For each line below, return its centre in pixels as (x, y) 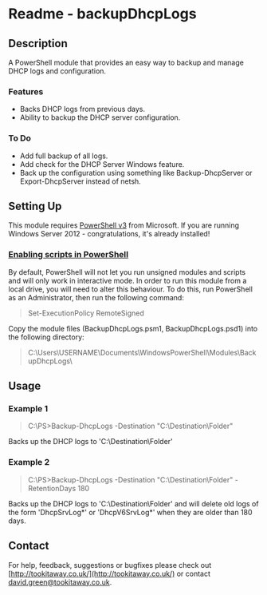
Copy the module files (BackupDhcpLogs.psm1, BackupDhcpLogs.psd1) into (133, 328)
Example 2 (29, 462)
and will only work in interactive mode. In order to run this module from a (128, 280)
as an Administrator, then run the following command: (96, 297)
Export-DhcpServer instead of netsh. (80, 181)
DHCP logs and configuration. (57, 71)
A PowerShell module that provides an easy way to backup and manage (126, 62)
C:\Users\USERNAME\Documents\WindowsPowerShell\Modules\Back (142, 352)
